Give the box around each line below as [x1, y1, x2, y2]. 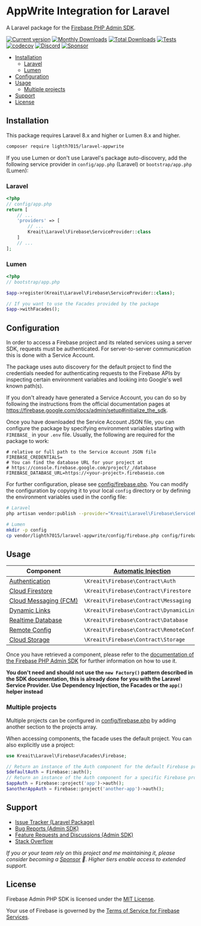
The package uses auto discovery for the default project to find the [6, 363, 172, 370]
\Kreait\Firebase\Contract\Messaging [83, 597, 191, 604]
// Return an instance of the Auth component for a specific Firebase [6, 775, 186, 781]
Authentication [9, 577, 51, 586]
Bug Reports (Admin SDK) [14, 825, 79, 832]
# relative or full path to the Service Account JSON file [6, 449, 157, 455]
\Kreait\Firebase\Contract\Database [83, 617, 188, 624]
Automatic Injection [113, 567, 171, 576]
